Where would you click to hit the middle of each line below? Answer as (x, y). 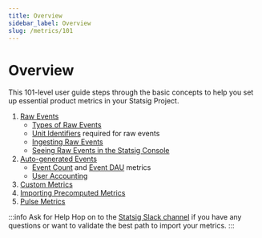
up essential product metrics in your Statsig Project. (94, 101)
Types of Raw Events (67, 125)
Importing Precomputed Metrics (73, 193)
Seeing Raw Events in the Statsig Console (101, 151)
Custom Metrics (46, 184)
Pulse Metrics (42, 202)
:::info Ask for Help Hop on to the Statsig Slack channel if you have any (125, 217)
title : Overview (35, 16)
